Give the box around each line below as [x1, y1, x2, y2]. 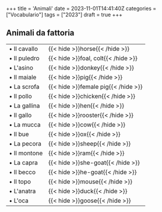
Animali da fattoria [6, 28, 75, 38]
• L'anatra [9, 187, 36, 195]
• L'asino [9, 64, 34, 72]
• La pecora [9, 140, 42, 148]
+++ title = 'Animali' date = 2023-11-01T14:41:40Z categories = [6, 5, 157, 12]
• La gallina [9, 102, 40, 110]
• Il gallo [9, 111, 32, 119]
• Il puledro [9, 54, 40, 62]
